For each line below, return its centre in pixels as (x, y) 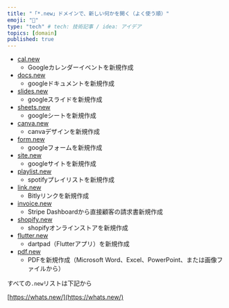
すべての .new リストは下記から (50, 283)
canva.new (33, 123)
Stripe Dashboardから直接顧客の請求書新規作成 (95, 212)
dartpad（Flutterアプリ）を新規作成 (78, 244)
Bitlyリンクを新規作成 (58, 196)
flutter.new (33, 236)
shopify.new (35, 220)
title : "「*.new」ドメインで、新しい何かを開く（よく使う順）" (88, 14)
